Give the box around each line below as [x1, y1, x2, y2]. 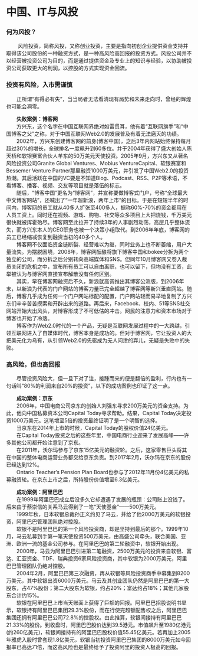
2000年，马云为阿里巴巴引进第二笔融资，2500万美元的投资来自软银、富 [16, 547, 192, 555]
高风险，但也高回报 [6, 360, 61, 368]
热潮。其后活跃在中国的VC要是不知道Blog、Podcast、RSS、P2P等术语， [6, 174, 183, 181]
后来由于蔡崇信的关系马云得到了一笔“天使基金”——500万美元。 [6, 503, 160, 511]
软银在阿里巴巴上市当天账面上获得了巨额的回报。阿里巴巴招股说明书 [16, 599, 181, 606]
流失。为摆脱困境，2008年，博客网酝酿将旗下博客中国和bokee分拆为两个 [11, 248, 189, 255]
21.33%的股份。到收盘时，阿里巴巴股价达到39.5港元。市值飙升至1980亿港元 [6, 621, 192, 629]
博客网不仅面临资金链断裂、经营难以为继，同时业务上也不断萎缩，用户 [16, 240, 187, 248]
